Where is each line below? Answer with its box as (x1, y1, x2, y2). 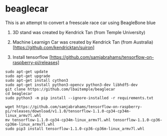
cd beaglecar (5, 91, 33, 96)
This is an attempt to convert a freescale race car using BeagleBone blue (5, 20, 156, 26)
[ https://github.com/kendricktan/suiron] (12, 44, 95, 50)
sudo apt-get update (5, 69, 49, 74)
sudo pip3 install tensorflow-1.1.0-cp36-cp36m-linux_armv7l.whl (5, 126, 144, 131)
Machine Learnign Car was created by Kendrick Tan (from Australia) (12, 39, 153, 45)
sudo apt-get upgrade (5, 73, 51, 78)
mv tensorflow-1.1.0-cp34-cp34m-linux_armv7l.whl (5, 117, 111, 122)
